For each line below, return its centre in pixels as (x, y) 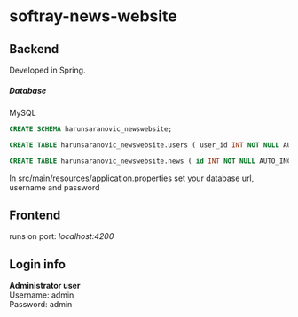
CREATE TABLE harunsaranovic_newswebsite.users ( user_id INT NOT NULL (144, 145)
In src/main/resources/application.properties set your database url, (132, 178)
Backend (34, 49)
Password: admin (41, 305)
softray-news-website (93, 16)
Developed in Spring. (47, 70)
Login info (38, 264)
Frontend (35, 215)
